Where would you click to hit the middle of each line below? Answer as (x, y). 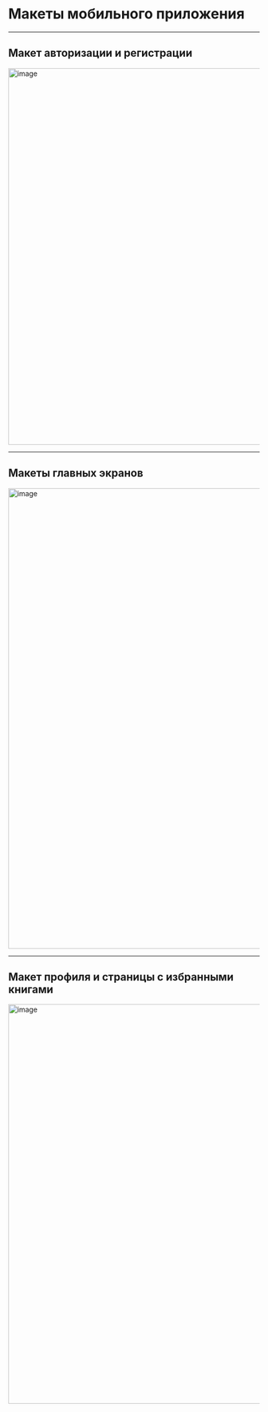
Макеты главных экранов (76, 473)
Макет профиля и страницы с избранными (121, 977)
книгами (31, 989)
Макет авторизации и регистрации (100, 53)
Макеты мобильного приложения (126, 14)
